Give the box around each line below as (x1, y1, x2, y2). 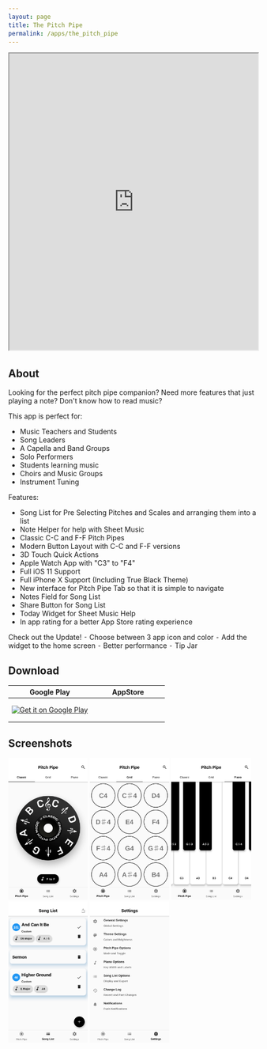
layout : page (8, 13, 51, 21)
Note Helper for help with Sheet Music (19, 524, 145, 534)
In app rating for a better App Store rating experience (19, 617, 194, 627)
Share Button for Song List (19, 600, 106, 610)
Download (8, 664, 59, 677)
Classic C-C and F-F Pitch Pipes (19, 533, 125, 543)
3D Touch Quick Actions (19, 550, 99, 559)
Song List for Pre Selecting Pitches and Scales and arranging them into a (19, 508, 257, 517)
